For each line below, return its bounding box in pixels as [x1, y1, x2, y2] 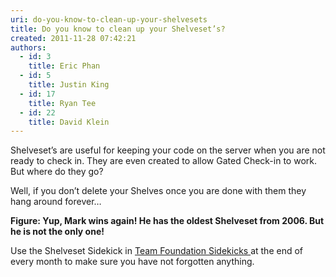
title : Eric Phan [28, 61, 101, 71]
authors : [10, 42, 47, 53]
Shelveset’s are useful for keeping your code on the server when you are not [10, 144, 326, 156]
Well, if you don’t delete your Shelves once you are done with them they [10, 185, 307, 197]
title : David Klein [28, 117, 110, 127]
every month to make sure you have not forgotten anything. [10, 256, 255, 268]
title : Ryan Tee [28, 98, 97, 108]
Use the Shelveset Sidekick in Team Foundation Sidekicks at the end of [10, 245, 304, 257]
